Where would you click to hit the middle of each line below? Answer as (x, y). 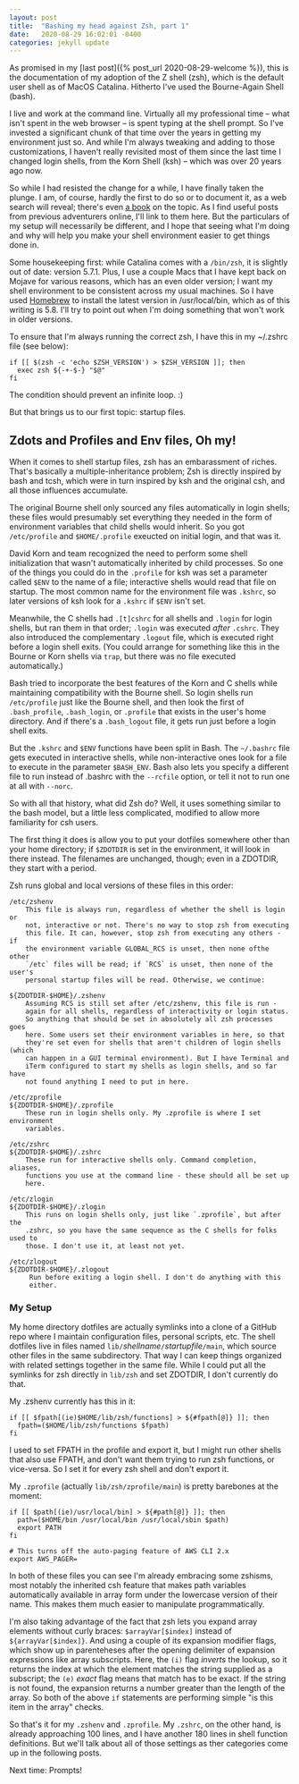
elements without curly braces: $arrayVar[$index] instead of (120, 1631)
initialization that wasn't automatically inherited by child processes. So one (146, 563)
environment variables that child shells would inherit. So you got (127, 527)
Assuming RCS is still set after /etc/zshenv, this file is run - (151, 1004)
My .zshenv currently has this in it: (72, 1401)
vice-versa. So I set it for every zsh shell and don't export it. (119, 1469)
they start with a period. (53, 868)
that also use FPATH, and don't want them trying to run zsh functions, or (142, 1459)
